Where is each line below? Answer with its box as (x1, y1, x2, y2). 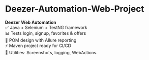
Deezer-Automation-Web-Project (5, 3, 145, 15)
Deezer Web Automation (5, 19, 57, 25)
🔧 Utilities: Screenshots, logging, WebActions (5, 49, 97, 55)
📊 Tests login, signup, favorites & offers (5, 30, 86, 36)
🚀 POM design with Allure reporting (5, 37, 77, 43)
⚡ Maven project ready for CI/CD (5, 43, 71, 48)
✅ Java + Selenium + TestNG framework (5, 24, 88, 30)
